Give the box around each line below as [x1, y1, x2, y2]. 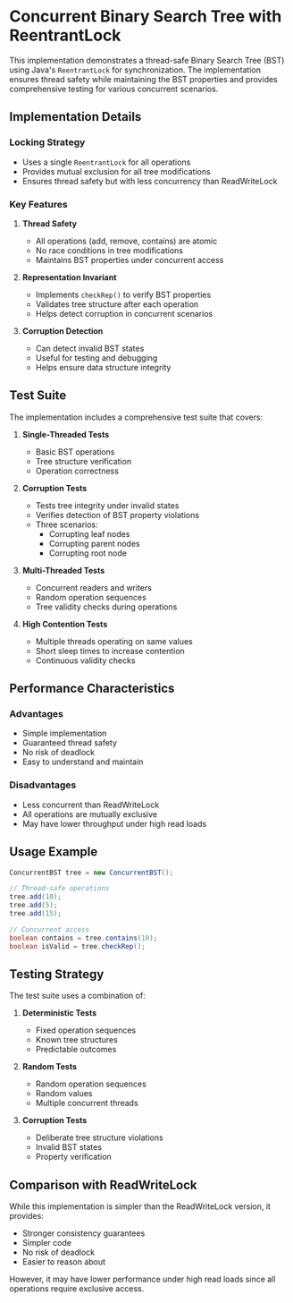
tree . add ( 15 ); [9, 909, 63, 918]
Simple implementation [21, 728, 107, 739]
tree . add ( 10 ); [9, 892, 63, 901]
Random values [35, 1088, 93, 1099]
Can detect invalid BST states [35, 343, 145, 353]
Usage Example [9, 844, 98, 860]
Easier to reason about [21, 1256, 105, 1267]
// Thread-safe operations [9, 884, 110, 893]
